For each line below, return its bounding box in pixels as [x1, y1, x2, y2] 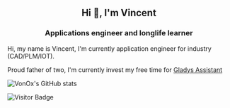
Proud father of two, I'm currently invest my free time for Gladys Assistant [7, 65, 223, 74]
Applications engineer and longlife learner [45, 28, 193, 38]
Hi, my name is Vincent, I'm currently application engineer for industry [7, 44, 212, 53]
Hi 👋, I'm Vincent [81, 7, 157, 19]
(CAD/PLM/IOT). [7, 52, 55, 60]
